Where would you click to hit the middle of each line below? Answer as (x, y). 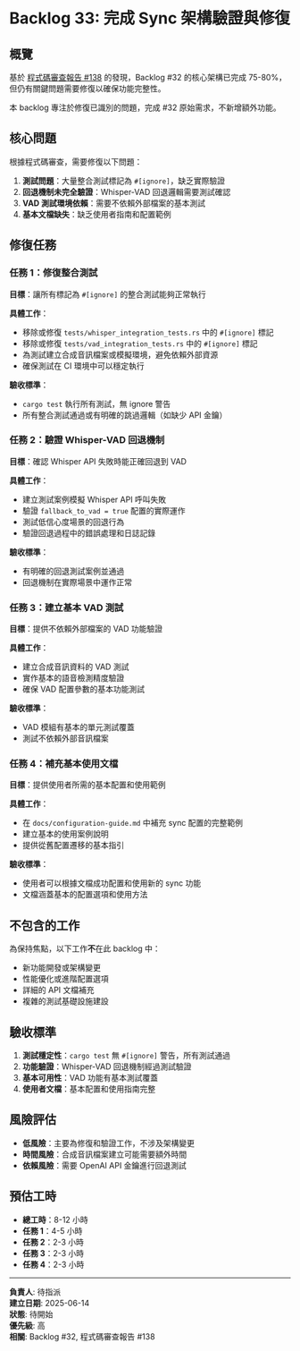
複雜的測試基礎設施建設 (65, 1001)
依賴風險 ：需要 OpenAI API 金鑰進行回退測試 (104, 1165)
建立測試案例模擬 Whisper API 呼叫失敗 (94, 499)
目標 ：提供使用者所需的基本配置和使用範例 (87, 785)
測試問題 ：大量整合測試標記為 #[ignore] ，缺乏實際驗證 (124, 181)
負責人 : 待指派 (35, 1292)
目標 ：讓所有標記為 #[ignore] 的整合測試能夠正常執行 (108, 294)
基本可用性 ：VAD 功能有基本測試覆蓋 (90, 1078)
